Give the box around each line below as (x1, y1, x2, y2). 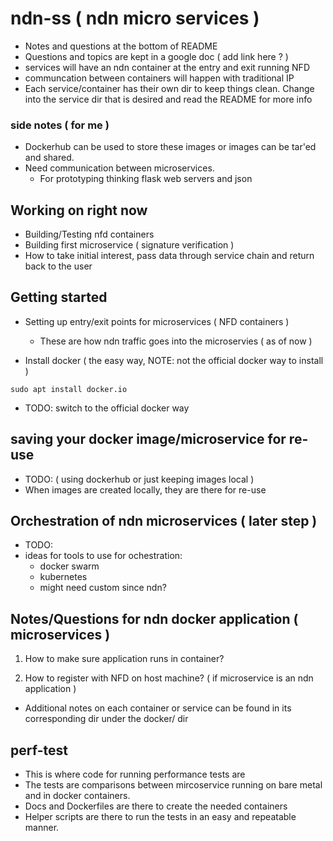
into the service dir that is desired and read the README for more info (24, 93, 313, 105)
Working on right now (10, 202, 148, 219)
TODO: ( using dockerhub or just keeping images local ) (24, 473, 255, 485)
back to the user (24, 260, 93, 272)
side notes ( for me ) (10, 118, 110, 132)
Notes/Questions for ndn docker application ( (10, 610, 299, 627)
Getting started (10, 289, 108, 306)
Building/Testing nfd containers (24, 228, 155, 241)
